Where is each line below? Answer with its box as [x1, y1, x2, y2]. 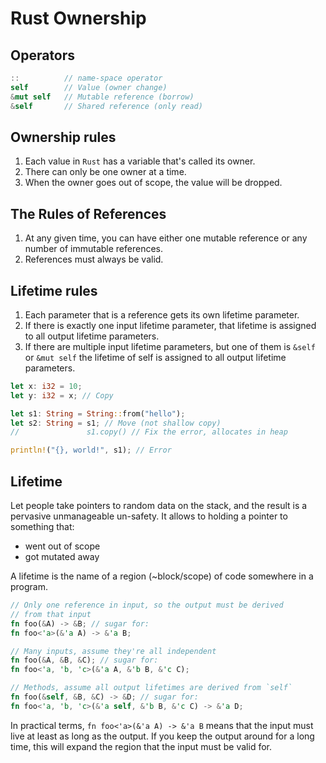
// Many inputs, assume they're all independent [10, 646, 217, 656]
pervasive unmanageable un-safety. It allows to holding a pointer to [10, 510, 288, 522]
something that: [10, 521, 75, 532]
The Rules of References [10, 205, 167, 222]
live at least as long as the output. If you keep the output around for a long [10, 730, 315, 742]
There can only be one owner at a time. [24, 166, 187, 178]
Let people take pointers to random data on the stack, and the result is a [10, 500, 308, 511]
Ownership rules [10, 128, 117, 146]
